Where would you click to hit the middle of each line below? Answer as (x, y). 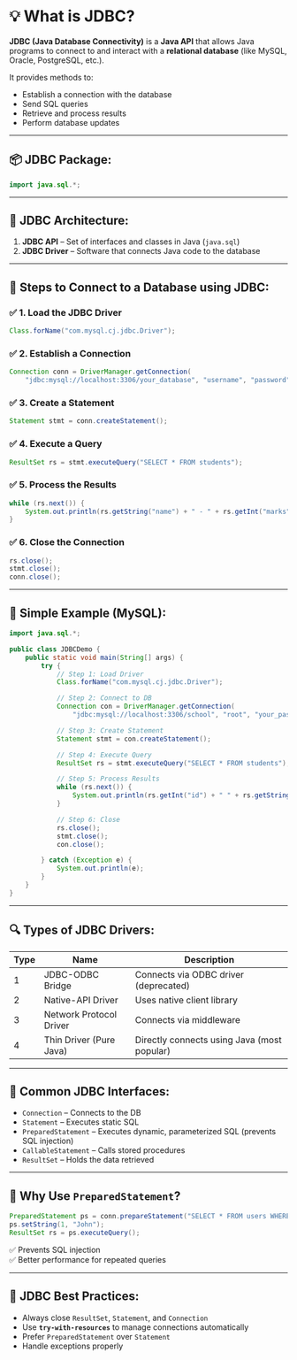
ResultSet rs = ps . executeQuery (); (75, 1233)
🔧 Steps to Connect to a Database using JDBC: (139, 287)
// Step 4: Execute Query (104, 755)
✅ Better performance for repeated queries (88, 1259)
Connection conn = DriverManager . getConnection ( (100, 372)
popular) (152, 1050)
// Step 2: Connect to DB (104, 698)
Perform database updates (71, 122)
